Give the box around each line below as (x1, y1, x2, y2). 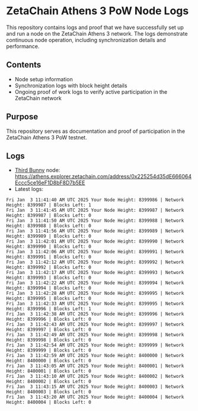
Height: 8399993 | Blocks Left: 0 (6, 275, 92, 281)
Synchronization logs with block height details (14, 82, 127, 89)
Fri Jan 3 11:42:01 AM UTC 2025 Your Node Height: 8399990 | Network (6, 238, 184, 244)
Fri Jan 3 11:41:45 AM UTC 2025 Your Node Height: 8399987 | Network (6, 208, 184, 214)
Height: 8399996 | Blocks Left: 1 (6, 306, 92, 312)
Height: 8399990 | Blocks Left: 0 (6, 244, 92, 250)
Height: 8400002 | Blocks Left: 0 (6, 378, 92, 385)
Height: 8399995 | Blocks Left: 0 (6, 295, 92, 302)
